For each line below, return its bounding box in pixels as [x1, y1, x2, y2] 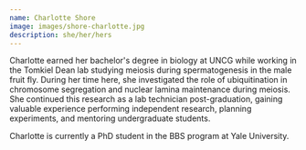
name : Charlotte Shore [9, 13, 96, 23]
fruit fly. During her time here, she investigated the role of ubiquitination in [9, 75, 288, 85]
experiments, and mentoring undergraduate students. [9, 113, 211, 124]
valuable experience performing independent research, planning [9, 104, 252, 115]
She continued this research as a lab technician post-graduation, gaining [9, 94, 283, 105]
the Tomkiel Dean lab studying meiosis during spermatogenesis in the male [9, 65, 292, 75]
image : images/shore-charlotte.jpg [9, 22, 145, 31]
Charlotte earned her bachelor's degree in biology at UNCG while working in [9, 55, 297, 66]
